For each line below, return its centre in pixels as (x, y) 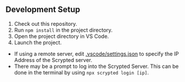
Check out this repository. (46, 23)
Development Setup (43, 10)
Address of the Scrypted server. (53, 60)
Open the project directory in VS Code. (61, 36)
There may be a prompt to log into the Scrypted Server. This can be (96, 66)
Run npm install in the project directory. (63, 30)
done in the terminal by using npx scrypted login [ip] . (81, 72)
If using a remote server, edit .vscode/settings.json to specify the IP (96, 54)
